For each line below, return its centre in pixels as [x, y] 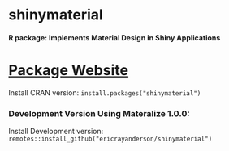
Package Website [68, 70]
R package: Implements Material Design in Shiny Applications [114, 37]
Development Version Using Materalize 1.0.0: [99, 113]
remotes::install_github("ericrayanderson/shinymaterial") [110, 139]
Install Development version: [56, 132]
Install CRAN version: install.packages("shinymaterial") [105, 92]
